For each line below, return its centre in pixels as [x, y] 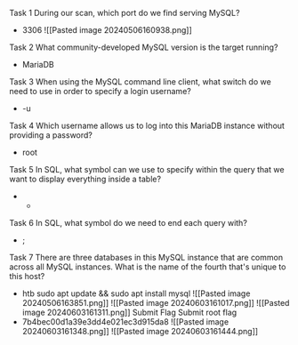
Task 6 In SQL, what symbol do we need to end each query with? [128, 223]
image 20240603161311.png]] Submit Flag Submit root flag [129, 312]
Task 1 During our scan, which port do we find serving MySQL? [125, 13]
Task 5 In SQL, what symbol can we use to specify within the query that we [147, 169]
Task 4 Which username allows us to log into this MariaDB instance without [147, 125]
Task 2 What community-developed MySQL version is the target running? [144, 47]
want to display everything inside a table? [85, 179]
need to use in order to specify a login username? [100, 91]
